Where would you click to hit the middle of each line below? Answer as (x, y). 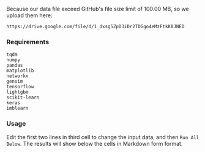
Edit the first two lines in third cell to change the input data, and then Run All (103, 137)
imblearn (17, 108)
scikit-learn (23, 97)
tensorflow (20, 87)
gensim (15, 82)
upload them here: (30, 15)
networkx (17, 76)
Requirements (28, 42)
